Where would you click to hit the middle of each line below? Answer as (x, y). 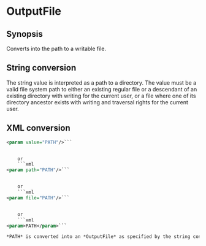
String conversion (41, 68)
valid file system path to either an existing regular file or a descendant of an (102, 89)
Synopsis (25, 34)
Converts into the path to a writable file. (56, 48)
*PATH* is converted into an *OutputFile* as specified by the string (98, 237)
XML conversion (38, 128)
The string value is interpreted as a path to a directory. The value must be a (101, 83)
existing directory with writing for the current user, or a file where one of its (101, 96)
